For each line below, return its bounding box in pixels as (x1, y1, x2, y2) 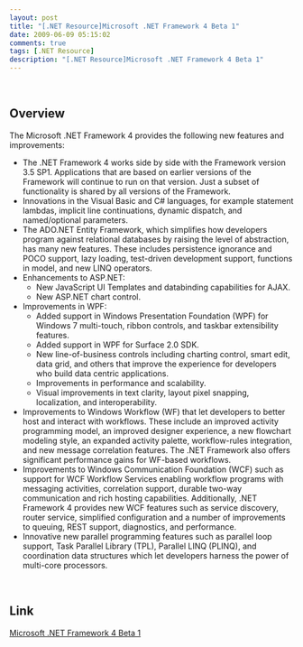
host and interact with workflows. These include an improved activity (22, 416, 280, 427)
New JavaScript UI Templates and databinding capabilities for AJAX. (35, 282, 291, 292)
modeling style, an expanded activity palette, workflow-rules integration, (22, 435, 293, 446)
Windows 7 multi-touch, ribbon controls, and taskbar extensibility (35, 319, 280, 330)
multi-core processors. (22, 559, 108, 570)
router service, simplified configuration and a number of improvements (22, 512, 286, 522)
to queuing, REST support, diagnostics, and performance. (22, 521, 237, 532)
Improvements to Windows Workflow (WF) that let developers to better (22, 406, 286, 417)
